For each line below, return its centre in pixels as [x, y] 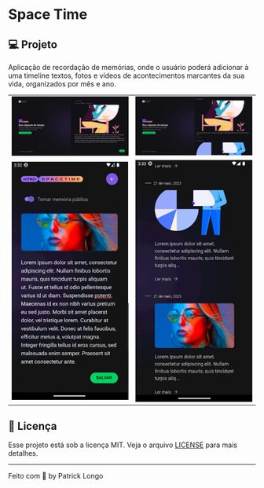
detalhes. [23, 453]
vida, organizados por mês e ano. [62, 84]
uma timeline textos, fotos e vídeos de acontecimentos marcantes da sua [126, 75]
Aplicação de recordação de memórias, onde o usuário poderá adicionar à [128, 67]
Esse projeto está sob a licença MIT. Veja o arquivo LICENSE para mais [123, 445]
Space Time [48, 15]
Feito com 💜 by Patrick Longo [56, 475]
